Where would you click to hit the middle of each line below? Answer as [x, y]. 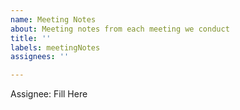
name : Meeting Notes [53, 19]
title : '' [31, 38]
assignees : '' [40, 57]
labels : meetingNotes [55, 47]
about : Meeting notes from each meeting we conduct [120, 29]
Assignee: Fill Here [49, 94]
